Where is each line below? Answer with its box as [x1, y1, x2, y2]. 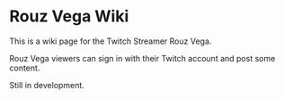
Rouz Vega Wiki [9, 6, 129, 27]
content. [9, 62, 40, 73]
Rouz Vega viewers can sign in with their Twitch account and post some [9, 53, 276, 63]
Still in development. [9, 79, 85, 90]
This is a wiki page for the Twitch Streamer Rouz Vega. [9, 36, 212, 46]
